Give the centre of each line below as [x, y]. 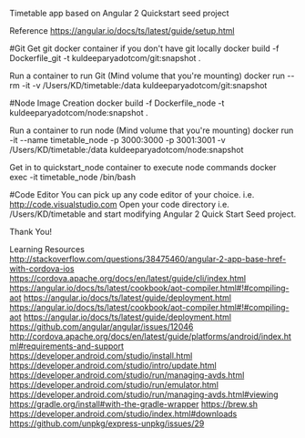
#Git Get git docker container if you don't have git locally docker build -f [144, 48]
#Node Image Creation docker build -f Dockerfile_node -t [117, 103]
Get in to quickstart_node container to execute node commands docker [143, 167]
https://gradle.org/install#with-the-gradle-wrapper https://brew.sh [133, 404]
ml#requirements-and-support [67, 346]
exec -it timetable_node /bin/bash [73, 177]
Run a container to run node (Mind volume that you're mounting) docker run [152, 130]
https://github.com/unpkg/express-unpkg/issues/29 [107, 423]
